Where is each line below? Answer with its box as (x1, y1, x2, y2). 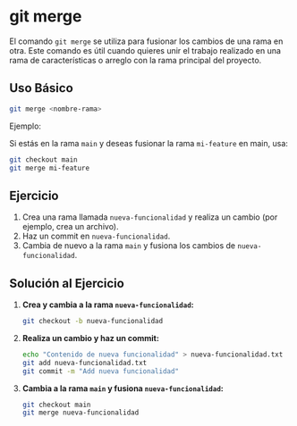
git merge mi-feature (9, 163, 90, 172)
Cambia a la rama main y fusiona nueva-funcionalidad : (21, 382, 224, 394)
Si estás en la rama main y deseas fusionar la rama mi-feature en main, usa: (9, 138, 289, 148)
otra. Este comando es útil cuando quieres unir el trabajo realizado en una (9, 45, 282, 55)
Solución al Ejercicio (9, 275, 125, 291)
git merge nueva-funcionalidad (21, 408, 140, 417)
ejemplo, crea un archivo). (21, 221, 119, 232)
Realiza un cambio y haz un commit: (21, 332, 159, 343)
